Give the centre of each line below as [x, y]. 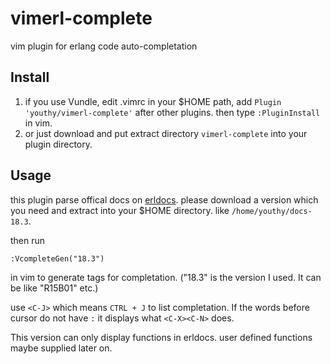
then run [28, 240]
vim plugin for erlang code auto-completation [104, 46]
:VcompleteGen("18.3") [57, 258]
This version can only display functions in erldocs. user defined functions [161, 337]
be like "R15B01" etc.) [54, 288]
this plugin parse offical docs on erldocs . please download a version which [164, 199]
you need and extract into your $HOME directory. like [120, 210]
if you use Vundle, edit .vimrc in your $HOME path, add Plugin [153, 101]
